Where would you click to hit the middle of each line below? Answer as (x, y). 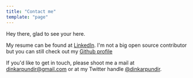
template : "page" (27, 17)
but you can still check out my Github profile (59, 51)
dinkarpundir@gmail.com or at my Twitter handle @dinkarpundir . (84, 69)
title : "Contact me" (31, 11)
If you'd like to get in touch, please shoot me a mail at (70, 63)
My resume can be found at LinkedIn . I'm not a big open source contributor (96, 45)
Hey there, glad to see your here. (46, 33)
